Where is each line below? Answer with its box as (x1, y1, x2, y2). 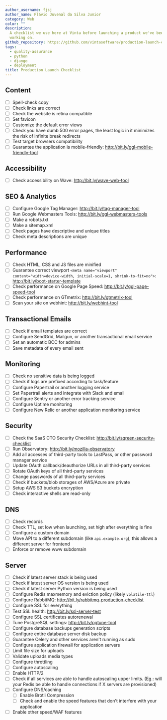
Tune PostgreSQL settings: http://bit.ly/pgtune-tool (12, 619, 116, 625)
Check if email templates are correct (12, 328, 87, 334)
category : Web (5, 16, 35, 21)
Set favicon (12, 116, 36, 122)
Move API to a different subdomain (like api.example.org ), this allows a (12, 535, 158, 541)
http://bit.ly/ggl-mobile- (105, 144, 153, 150)
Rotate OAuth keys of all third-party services (12, 468, 104, 474)
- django (9, 58, 28, 63)
